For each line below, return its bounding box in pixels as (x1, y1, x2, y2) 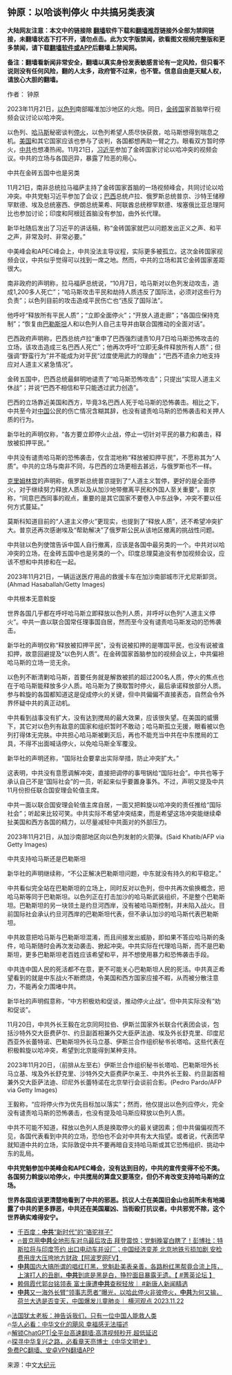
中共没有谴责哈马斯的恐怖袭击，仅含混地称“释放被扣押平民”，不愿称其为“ (7, 453, 215, 461)
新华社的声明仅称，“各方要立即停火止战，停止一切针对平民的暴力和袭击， (7, 430, 216, 438)
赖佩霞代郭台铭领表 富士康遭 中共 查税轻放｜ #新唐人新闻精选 (17, 1279, 188, 1287)
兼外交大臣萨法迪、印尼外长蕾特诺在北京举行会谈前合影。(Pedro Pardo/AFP (7, 1077, 222, 1086)
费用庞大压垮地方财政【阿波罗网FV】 (17, 1254, 122, 1262)
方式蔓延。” (12, 503, 43, 511)
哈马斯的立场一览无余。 (7, 658, 74, 666)
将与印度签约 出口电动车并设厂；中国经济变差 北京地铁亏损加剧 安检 (29, 1245, 222, 1253)
